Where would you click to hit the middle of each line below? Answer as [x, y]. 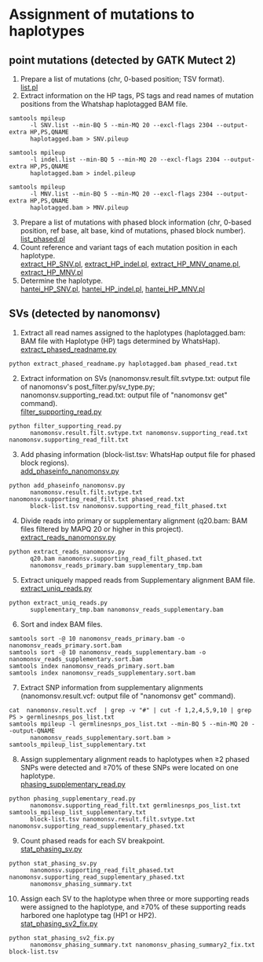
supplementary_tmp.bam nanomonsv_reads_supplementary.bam [126, 609]
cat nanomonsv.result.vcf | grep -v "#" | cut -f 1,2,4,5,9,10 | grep [130, 710]
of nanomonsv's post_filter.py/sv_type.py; [88, 386]
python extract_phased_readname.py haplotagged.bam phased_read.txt [123, 364]
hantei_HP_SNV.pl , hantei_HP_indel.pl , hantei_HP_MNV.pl [112, 289]
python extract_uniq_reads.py [58, 602]
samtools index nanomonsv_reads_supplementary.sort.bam [102, 673]
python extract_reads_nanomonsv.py [67, 551]
